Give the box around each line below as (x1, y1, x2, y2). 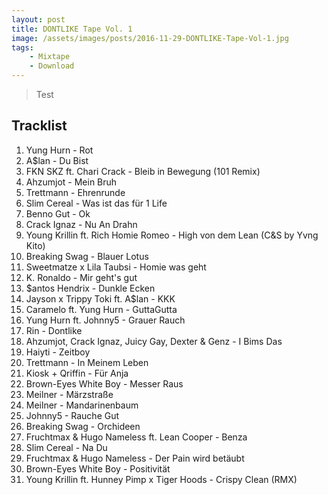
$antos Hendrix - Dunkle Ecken (25, 282, 156, 294)
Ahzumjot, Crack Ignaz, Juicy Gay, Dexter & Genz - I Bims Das (25, 335, 283, 347)
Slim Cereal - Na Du (25, 441, 108, 453)
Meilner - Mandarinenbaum (25, 399, 139, 411)
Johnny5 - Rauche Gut (25, 409, 120, 421)
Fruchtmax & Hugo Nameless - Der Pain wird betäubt (25, 452, 245, 464)
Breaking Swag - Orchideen (25, 420, 141, 432)
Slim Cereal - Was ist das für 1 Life (25, 197, 168, 209)
